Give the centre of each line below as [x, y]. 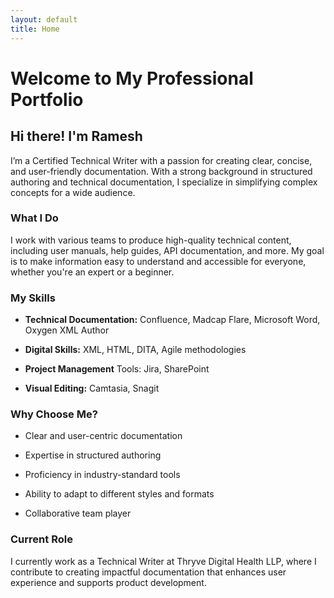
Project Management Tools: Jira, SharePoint [117, 369]
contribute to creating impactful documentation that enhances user [148, 572]
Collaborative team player [78, 513]
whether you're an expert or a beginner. [92, 272]
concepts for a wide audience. [73, 192]
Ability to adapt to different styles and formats [119, 494]
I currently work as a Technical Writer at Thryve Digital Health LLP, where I [163, 561]
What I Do [34, 218]
